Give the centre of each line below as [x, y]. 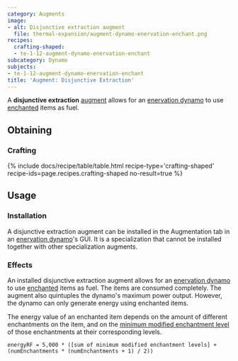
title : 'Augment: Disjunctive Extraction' [71, 80]
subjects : [22, 67]
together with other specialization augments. [73, 247]
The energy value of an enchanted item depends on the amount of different [118, 317]
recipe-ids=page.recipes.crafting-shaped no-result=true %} [95, 173]
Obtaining [30, 130]
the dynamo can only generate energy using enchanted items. [98, 303]
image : [17, 21]
